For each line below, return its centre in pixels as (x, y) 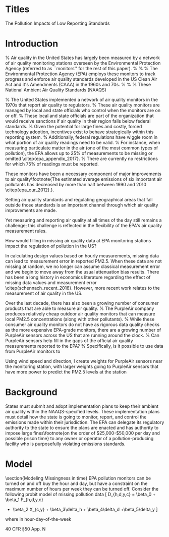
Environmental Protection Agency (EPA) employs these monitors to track (80, 74)
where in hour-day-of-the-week (38, 519)
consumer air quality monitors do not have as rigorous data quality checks (82, 325)
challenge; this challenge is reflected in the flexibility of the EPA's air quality (84, 225)
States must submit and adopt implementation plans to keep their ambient (82, 406)
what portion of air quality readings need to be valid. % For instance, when (83, 142)
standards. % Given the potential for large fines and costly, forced (74, 126)
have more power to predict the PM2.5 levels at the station (66, 371)
